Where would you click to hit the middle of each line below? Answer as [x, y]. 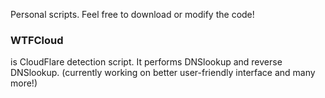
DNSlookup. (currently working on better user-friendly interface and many [163, 73]
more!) [24, 83]
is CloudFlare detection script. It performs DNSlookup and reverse [146, 62]
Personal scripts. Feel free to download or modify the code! [132, 14]
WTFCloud [37, 40]
